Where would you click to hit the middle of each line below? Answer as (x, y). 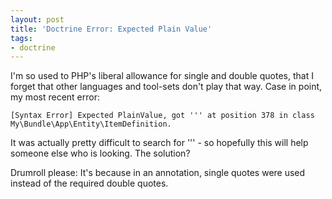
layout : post (37, 19)
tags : (21, 38)
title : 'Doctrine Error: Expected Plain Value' (111, 29)
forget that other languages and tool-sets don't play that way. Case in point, (166, 87)
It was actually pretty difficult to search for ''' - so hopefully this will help (159, 143)
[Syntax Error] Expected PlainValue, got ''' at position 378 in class (162, 116)
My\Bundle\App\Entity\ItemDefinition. (91, 124)
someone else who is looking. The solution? (100, 153)
